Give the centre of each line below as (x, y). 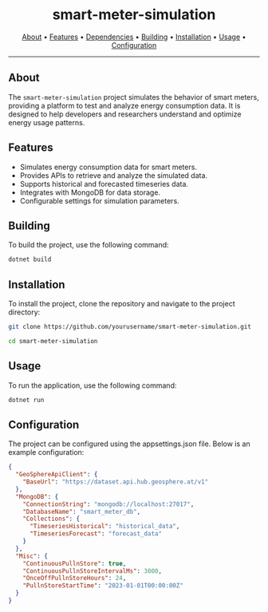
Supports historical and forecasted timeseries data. (104, 184)
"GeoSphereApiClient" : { (57, 475)
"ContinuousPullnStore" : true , (75, 563)
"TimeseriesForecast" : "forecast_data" (95, 534)
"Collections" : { (51, 519)
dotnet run (26, 400)
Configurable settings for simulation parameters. (99, 200)
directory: (24, 312)
